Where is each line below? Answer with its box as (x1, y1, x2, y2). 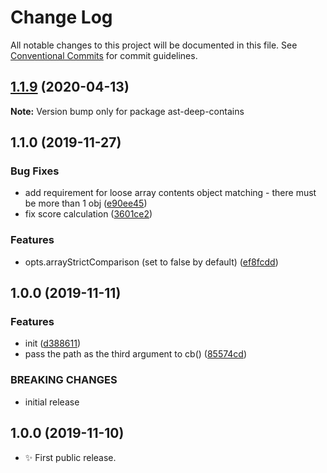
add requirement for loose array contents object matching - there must (24, 187, 317, 199)
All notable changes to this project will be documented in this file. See (10, 39, 298, 51)
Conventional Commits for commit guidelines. (10, 49, 198, 61)
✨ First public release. (24, 451, 117, 463)
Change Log (10, 6, 113, 29)
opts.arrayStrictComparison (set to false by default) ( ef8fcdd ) (24, 256, 279, 268)
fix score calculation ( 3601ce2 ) (24, 208, 153, 220)
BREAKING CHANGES (10, 373, 118, 387)
